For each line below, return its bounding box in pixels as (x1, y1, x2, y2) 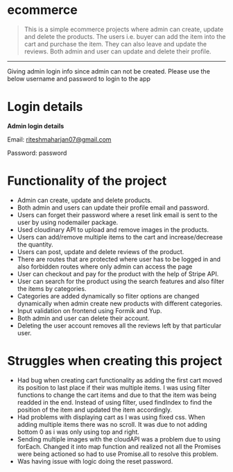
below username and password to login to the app (7, 74, 151, 83)
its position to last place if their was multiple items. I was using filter (17, 383, 210, 391)
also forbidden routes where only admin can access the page (17, 262, 193, 271)
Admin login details (7, 121, 64, 130)
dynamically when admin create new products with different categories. (17, 299, 223, 307)
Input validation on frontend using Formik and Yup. (17, 306, 162, 314)
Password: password (7, 149, 67, 157)
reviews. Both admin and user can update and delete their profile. (24, 47, 212, 56)
